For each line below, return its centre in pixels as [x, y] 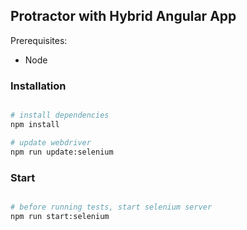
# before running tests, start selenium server [111, 207]
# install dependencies [60, 115]
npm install [35, 124]
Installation [38, 86]
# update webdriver [51, 142]
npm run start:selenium [60, 216]
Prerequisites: [39, 40]
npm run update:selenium [62, 152]
